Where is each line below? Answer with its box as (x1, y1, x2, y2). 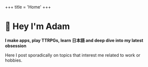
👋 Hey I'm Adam (5, 21, 70, 32)
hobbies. (5, 57, 23, 63)
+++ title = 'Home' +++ (5, 4, 52, 10)
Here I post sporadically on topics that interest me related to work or (5, 52, 141, 58)
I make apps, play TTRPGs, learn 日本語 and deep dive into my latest (5, 37, 144, 43)
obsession (5, 43, 27, 49)
